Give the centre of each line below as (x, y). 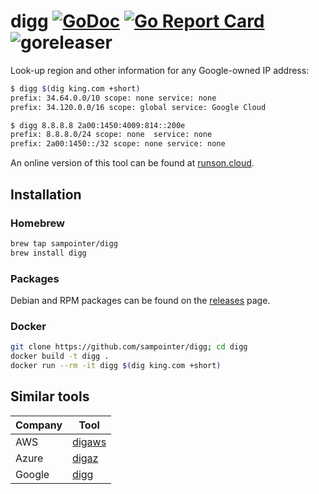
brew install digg (48, 253)
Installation (46, 194)
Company (39, 425)
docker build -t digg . (60, 356)
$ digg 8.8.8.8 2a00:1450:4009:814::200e (98, 125)
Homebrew (37, 223)
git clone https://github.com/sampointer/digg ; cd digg (129, 347)
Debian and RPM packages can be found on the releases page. (140, 300)
